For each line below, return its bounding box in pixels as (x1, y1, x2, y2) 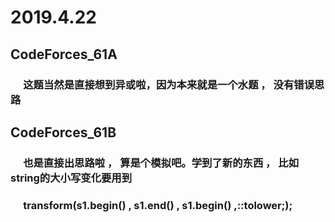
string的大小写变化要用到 (10, 171, 133, 185)
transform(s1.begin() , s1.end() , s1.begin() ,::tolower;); (23, 198, 293, 212)
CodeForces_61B (10, 124, 117, 141)
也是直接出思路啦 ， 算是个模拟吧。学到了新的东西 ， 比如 (23, 156, 300, 170)
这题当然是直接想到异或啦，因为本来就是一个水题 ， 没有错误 (23, 77, 315, 91)
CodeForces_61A (10, 46, 118, 63)
